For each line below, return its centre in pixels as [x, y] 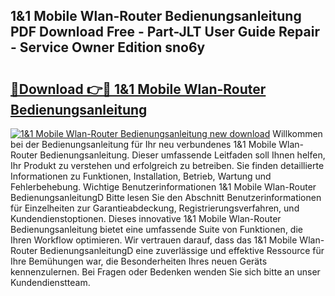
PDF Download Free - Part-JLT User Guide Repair [165, 32]
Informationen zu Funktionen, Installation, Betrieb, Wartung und [141, 176]
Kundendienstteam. [50, 282]
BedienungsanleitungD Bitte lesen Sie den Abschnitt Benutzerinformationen [166, 197]
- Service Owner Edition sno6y [108, 47]
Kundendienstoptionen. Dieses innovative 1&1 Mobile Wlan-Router [146, 218]
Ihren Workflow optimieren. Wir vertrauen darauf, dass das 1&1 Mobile [154, 240]
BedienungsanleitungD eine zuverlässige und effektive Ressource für [182, 250]
